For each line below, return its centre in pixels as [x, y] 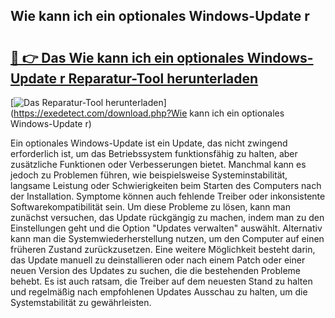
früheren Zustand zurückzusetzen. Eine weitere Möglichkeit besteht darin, [163, 249]
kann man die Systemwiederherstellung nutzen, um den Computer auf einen [167, 238]
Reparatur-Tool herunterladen [163, 78]
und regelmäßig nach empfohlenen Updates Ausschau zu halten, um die [159, 292]
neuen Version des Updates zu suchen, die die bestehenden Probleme [155, 270]
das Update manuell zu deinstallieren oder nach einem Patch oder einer [158, 260]
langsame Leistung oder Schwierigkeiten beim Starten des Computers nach [166, 185]
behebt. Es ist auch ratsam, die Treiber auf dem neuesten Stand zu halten [161, 281]
